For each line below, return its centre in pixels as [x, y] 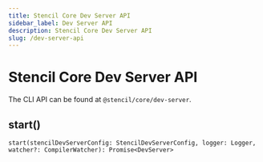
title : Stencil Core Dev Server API [69, 16]
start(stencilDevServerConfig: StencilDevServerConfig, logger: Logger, [132, 143]
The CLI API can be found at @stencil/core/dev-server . [100, 100]
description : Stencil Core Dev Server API [80, 30]
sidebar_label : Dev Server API [61, 23]
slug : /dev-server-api [46, 38]
